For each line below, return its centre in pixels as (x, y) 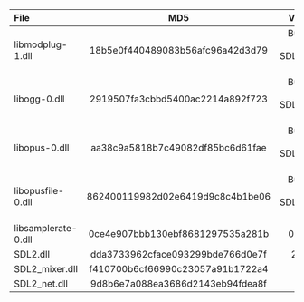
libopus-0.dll (42, 147)
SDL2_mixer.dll (46, 269)
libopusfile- (39, 191)
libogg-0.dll (39, 99)
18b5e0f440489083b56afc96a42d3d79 (179, 50)
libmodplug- (41, 44)
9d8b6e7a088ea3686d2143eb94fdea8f (178, 283)
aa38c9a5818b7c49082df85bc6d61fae (178, 147)
